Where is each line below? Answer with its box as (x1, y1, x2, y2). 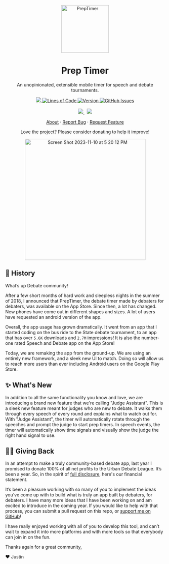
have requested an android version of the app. (5, 314, 102, 320)
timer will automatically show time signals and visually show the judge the (5, 427, 159, 433)
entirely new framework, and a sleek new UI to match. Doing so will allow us (5, 355, 163, 361)
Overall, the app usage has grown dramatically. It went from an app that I (5, 323, 157, 330)
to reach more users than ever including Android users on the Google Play (5, 361, 160, 367)
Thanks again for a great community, (5, 544, 82, 550)
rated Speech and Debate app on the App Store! (14, 340, 115, 346)
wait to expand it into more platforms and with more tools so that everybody (5, 529, 163, 535)
